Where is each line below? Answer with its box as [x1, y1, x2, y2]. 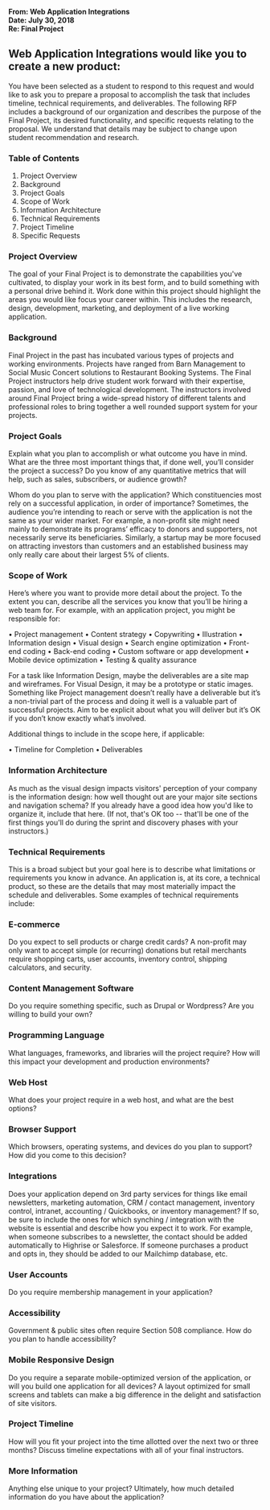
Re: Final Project [8, 24, 64, 33]
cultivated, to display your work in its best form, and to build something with [8, 278, 260, 288]
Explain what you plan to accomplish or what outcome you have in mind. [8, 449, 247, 458]
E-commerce [8, 918, 60, 929]
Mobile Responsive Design [8, 1355, 115, 1366]
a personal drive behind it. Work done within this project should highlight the [8, 286, 261, 296]
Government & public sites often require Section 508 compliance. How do [8, 1326, 252, 1335]
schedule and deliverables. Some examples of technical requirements [8, 890, 239, 900]
